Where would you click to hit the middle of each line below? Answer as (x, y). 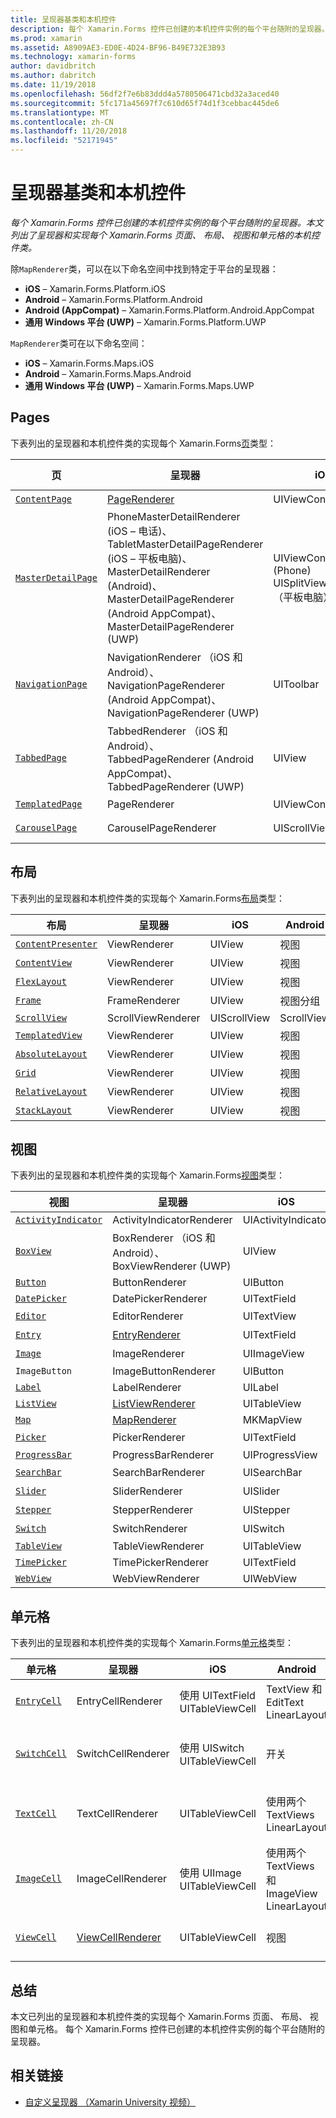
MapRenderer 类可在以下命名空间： (79, 343)
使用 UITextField (217, 1696)
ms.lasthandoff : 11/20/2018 (69, 131)
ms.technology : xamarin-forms (73, 57)
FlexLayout (41, 981)
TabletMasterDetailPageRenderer (185, 544)
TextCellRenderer (117, 1814)
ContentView (44, 962)
